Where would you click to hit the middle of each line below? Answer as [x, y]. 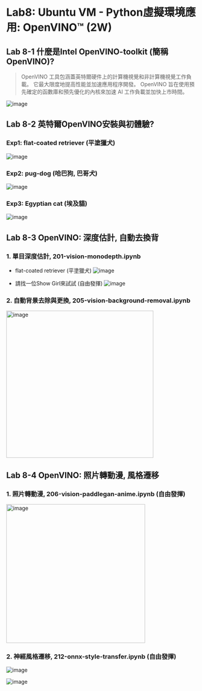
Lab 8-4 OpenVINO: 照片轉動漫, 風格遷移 [83, 475]
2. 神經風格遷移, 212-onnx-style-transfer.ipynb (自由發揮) [91, 657]
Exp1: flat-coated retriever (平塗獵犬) [61, 143]
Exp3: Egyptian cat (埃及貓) [47, 203]
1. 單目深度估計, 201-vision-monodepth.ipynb [74, 256]
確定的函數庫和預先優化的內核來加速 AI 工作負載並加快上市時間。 [107, 92]
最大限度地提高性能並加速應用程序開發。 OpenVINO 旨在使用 [114, 84]
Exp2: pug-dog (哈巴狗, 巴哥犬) [52, 173]
